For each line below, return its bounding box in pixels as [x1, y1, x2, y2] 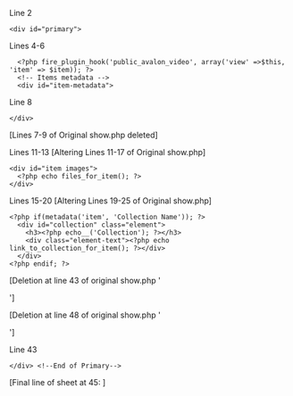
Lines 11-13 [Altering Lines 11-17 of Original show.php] [9, 147, 206, 157]
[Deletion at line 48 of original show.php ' [9, 309, 161, 320]
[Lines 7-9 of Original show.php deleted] [9, 129, 158, 140]
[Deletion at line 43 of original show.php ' [9, 276, 161, 285]
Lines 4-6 [9, 40, 46, 51]
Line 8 [9, 97, 33, 107]
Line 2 [9, 8, 33, 18]
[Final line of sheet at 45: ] [9, 377, 106, 387]
